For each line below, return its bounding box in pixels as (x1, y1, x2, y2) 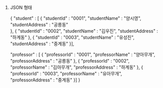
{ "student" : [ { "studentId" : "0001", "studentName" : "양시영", (10, 15, 142, 21)
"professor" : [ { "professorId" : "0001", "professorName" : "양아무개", (10, 51, 155, 57)
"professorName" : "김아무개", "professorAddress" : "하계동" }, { (10, 64, 144, 70)
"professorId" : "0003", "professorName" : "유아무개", (10, 71, 122, 76)
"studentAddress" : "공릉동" (10, 22, 69, 27)
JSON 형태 (10, 5, 32, 10)
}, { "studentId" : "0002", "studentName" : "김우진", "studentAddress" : (10, 28, 158, 34)
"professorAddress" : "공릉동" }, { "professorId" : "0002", (10, 58, 130, 64)
